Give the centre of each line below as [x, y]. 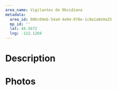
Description [30, 58]
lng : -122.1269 [26, 33]
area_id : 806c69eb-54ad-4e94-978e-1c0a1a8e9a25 [61, 19]
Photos [21, 82]
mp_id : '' [20, 24]
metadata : [16, 15]
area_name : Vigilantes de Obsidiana [44, 10]
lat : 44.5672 [24, 29]
